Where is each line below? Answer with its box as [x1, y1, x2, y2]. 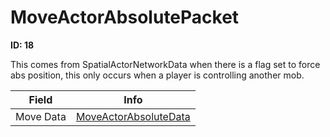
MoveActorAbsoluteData [75, 109, 191, 123]
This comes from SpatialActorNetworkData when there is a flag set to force [10, 58, 321, 70]
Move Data [15, 109, 67, 123]
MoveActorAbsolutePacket [10, 6, 240, 29]
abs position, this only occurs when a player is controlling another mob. [10, 69, 305, 81]
